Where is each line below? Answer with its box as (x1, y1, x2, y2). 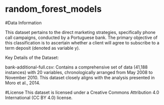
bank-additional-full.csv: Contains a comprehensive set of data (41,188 (5, 64, 148, 70)
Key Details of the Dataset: (5, 54, 59, 60)
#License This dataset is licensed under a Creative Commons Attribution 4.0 (5, 89, 160, 95)
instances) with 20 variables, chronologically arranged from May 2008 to (5, 69, 153, 75)
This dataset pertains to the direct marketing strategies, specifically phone (5, 29, 156, 35)
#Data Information (5, 20, 42, 26)
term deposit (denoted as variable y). (5, 45, 80, 51)
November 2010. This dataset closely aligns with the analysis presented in (5, 74, 155, 80)
